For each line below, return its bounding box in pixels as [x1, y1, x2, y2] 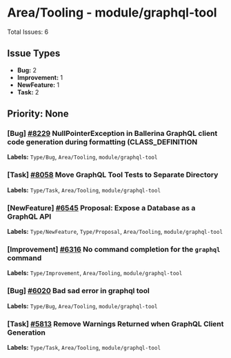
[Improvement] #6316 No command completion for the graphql [7, 244, 221, 254]
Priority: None [7, 108, 69, 120]
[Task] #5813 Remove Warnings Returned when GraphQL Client [7, 319, 224, 328]
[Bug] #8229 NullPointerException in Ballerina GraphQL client [7, 129, 218, 139]
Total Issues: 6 [7, 28, 49, 36]
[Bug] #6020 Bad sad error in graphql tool [7, 286, 150, 296]
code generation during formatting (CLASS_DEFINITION [7, 137, 198, 147]
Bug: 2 [17, 66, 37, 74]
